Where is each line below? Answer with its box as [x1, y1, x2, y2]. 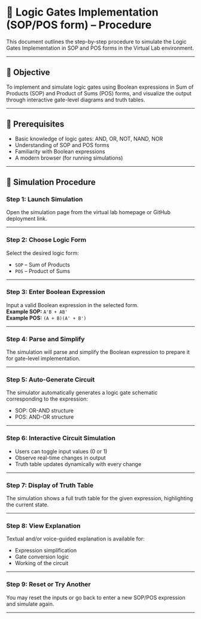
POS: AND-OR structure [14, 413, 74, 420]
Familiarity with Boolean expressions [14, 148, 106, 155]
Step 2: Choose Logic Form [6, 236, 87, 244]
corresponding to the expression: [6, 395, 89, 402]
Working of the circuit [14, 560, 69, 567]
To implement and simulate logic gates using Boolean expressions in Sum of [6, 83, 194, 91]
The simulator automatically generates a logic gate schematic [6, 389, 158, 396]
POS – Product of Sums [14, 267, 71, 275]
